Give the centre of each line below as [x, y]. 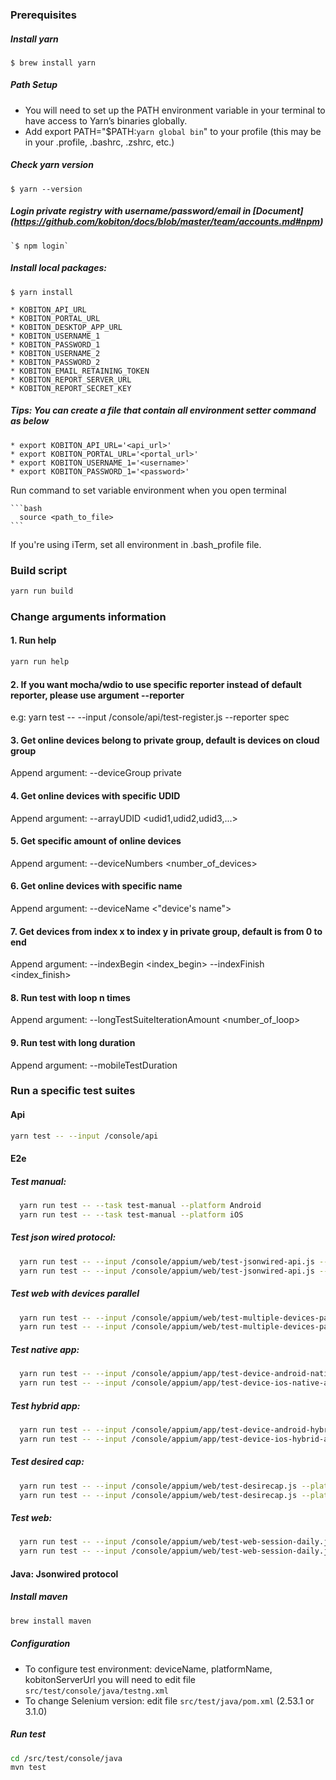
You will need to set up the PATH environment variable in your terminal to [175, 110]
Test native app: [45, 1349]
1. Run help [33, 640]
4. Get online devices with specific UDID [95, 795]
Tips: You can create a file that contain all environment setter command [163, 410]
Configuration [40, 1644]
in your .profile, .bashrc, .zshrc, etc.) [99, 142]
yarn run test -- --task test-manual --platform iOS [131, 1214]
